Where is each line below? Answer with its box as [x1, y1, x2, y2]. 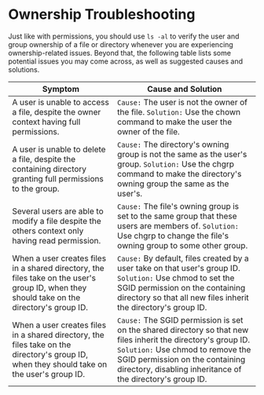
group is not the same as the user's [117, 148, 247, 159]
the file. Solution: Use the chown [117, 106, 241, 117]
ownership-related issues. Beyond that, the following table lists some [8, 48, 232, 57]
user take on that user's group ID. [117, 262, 241, 273]
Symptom [42, 83, 80, 94]
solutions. [8, 64, 40, 74]
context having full [12, 116, 81, 127]
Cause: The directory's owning [117, 139, 229, 150]
